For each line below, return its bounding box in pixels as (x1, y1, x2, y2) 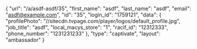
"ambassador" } (5, 37, 45, 43)
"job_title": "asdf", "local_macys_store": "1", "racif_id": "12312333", (5, 24, 168, 31)
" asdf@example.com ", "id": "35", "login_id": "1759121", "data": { (5, 11, 162, 18)
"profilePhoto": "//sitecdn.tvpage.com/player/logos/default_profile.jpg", (5, 18, 181, 24)
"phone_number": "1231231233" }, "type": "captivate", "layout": (5, 30, 161, 37)
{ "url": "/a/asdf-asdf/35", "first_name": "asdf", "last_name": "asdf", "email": (5, 5, 192, 12)
